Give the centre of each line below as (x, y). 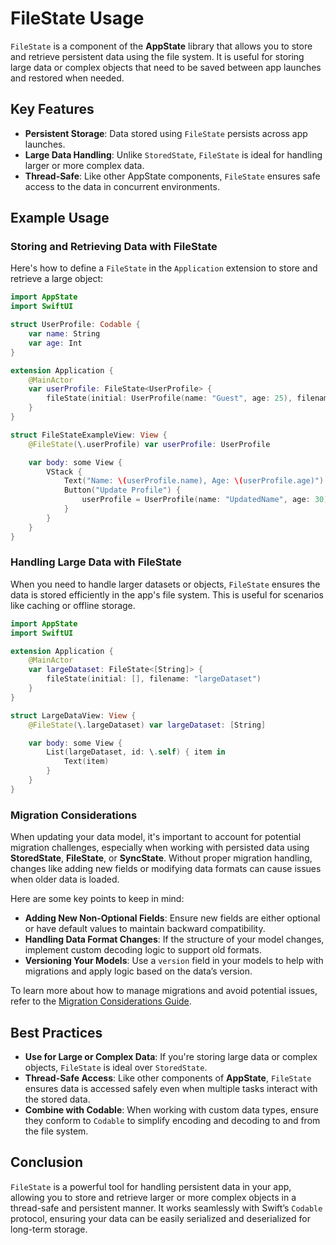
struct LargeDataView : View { (73, 715)
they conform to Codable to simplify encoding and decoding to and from (172, 1120)
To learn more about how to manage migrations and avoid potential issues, (164, 991)
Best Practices (56, 1032)
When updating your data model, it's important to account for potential (156, 837)
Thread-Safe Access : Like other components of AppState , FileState (168, 1078)
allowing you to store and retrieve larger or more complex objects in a (153, 1197)
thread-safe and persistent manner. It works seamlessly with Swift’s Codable (166, 1208)
